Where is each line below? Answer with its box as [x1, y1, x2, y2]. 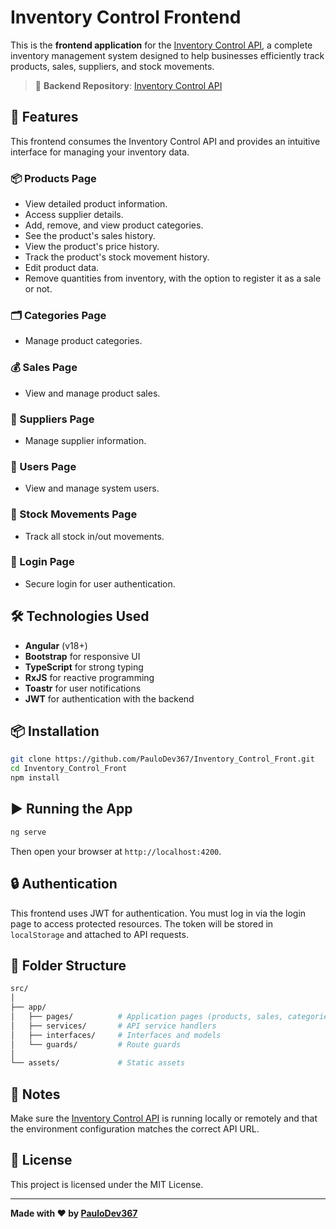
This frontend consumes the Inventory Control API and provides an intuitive [10, 135, 321, 147]
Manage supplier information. [24, 434, 147, 446]
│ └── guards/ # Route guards [10, 1039, 182, 1050]
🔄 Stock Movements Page [10, 507, 138, 521]
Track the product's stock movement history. [24, 251, 210, 263]
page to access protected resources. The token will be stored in [10, 917, 274, 930]
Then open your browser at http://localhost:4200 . [10, 845, 222, 857]
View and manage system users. [24, 482, 160, 495]
